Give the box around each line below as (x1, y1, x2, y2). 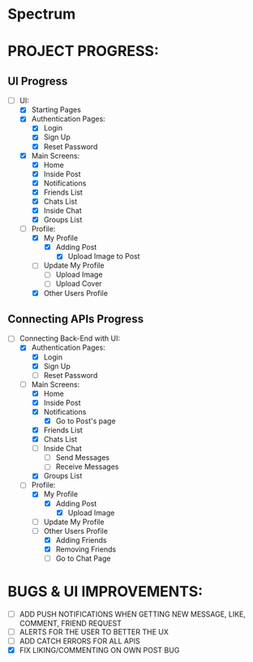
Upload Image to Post (67, 251, 140, 261)
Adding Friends (55, 535, 107, 544)
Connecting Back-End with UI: (19, 333, 121, 343)
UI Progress (7, 74, 68, 88)
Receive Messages (55, 462, 119, 471)
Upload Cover (55, 279, 102, 289)
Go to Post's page (55, 415, 116, 426)
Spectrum (7, 5, 76, 24)
